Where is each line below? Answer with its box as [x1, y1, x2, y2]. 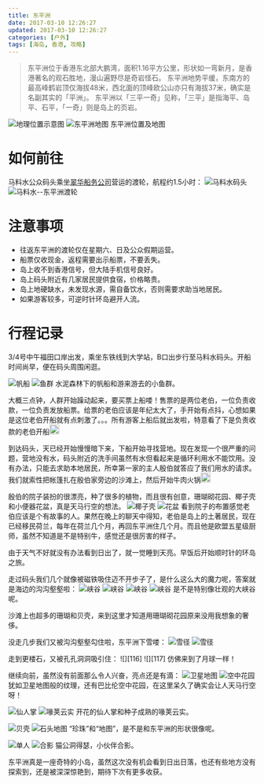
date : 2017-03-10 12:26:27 [8, 19, 97, 27]
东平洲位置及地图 [109, 120, 166, 129]
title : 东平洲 [8, 11, 51, 20]
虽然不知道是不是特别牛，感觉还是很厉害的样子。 [21, 531, 181, 540]
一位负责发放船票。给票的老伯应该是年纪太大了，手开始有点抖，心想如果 [21, 405, 256, 414]
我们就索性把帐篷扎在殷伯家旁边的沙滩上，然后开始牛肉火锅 [8, 475, 201, 484]
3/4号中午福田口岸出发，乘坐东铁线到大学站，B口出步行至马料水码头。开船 [8, 352, 251, 362]
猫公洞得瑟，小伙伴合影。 [54, 740, 138, 749]
